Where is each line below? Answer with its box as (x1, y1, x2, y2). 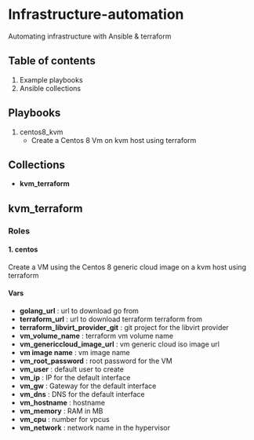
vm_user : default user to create (19, 365, 124, 374)
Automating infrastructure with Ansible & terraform (8, 31, 172, 41)
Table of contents (8, 54, 96, 68)
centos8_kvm (19, 127, 63, 137)
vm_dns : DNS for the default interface (19, 390, 145, 399)
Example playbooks (19, 75, 84, 84)
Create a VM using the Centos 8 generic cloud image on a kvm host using (8, 262, 247, 272)
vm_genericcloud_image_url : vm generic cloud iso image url (19, 339, 220, 349)
